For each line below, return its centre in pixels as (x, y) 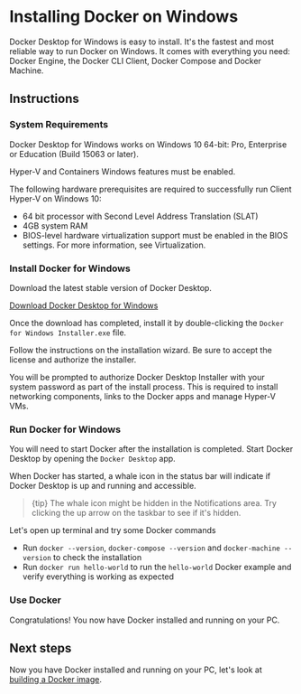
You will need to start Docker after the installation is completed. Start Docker (151, 449)
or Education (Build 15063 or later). (74, 154)
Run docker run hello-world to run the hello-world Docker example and (157, 567)
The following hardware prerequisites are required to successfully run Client (150, 189)
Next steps (41, 648)
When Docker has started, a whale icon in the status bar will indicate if (140, 476)
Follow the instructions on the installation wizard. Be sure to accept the (141, 350)
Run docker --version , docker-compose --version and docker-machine (151, 548)
